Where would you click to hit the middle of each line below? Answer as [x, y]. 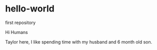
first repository [20, 22]
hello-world [30, 9]
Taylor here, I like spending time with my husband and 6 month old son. [79, 42]
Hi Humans [17, 32]
